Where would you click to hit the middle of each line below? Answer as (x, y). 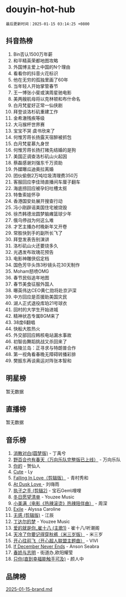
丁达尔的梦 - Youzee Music (42, 521)
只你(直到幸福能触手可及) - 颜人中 (48, 559)
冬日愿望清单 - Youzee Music (44, 497)
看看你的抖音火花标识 (35, 73)
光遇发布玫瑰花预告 (33, 252)
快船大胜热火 (27, 328)
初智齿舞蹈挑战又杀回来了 (40, 341)
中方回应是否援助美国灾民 (40, 297)
